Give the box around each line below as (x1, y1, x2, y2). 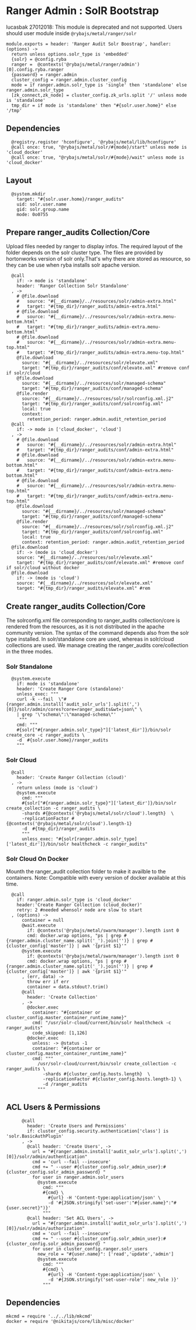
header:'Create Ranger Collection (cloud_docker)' (16, 902, 143, 908)
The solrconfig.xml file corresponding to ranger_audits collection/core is (6, 617, 180, 624)
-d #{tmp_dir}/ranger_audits (21, 826, 95, 832)
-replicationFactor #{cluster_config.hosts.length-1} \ (43, 1076, 182, 1082)
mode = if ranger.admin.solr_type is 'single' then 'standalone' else (11, 82, 187, 88)
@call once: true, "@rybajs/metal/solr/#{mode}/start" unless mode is (11, 144, 187, 150)
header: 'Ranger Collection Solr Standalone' (16, 283, 130, 289)
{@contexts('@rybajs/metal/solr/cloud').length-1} (6, 820, 132, 826)
